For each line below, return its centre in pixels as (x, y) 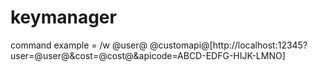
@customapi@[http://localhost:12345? (228, 45)
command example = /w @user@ (79, 45)
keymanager (63, 17)
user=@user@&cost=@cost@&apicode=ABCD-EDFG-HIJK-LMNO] (148, 55)
